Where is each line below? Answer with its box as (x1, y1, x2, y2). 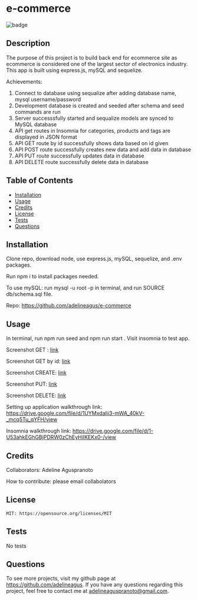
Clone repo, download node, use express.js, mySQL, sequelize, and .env (6, 255, 182, 263)
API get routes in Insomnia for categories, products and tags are (14, 127, 171, 134)
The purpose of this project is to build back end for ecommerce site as (6, 54, 178, 61)
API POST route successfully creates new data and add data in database (14, 146, 192, 153)
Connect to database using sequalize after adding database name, (14, 89, 177, 96)
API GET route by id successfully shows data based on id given (14, 139, 169, 146)
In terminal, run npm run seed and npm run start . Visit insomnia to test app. (6, 335, 190, 342)
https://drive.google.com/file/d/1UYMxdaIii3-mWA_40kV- (6, 409, 145, 417)
